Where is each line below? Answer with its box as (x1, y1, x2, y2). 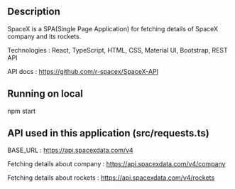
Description (7, 6, 60, 18)
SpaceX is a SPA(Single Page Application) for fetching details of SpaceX (7, 24, 219, 33)
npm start (7, 107, 36, 115)
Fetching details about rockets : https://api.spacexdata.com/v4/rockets (7, 173, 215, 182)
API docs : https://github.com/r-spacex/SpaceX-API (7, 67, 158, 75)
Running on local (7, 88, 83, 100)
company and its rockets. (7, 32, 82, 40)
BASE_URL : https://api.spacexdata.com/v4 (7, 146, 133, 155)
